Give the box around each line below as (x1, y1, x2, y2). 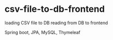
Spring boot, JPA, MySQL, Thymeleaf (4, 29, 80, 35)
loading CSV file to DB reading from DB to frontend (4, 20, 108, 26)
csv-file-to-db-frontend (4, 3, 105, 15)
